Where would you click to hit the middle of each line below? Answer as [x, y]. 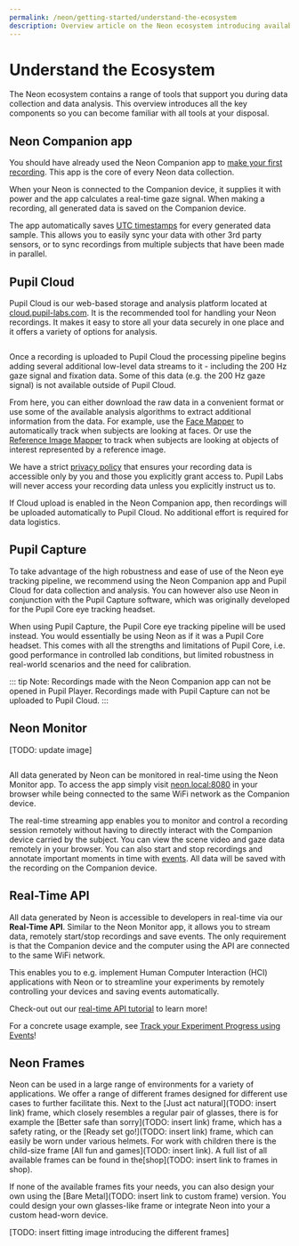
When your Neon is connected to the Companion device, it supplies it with [145, 190]
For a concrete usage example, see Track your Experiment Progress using [145, 1025]
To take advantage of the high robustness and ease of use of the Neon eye [147, 571]
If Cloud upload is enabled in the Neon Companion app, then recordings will [148, 503]
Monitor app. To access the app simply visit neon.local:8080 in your [133, 784]
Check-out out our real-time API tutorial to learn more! [108, 1008]
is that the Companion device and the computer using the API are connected [149, 945]
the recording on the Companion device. [83, 868]
